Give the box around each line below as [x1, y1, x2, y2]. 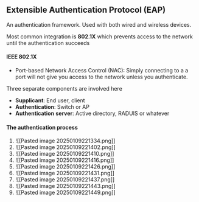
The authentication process [6, 124, 78, 131]
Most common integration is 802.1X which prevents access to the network [6, 33, 193, 40]
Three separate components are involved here [6, 85, 123, 92]
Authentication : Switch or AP [15, 103, 90, 111]
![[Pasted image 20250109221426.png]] [15, 163, 116, 170]
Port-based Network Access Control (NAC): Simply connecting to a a [15, 67, 189, 74]
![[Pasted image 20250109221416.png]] [15, 156, 114, 164]
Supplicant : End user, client [15, 97, 85, 104]
